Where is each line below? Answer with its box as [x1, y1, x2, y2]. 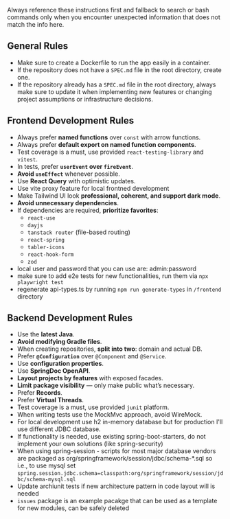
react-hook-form [27, 251, 74, 258]
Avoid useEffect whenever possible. [16, 170, 120, 178]
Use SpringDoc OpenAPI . [16, 367, 91, 375]
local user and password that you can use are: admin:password [16, 264, 197, 273]
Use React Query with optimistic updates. [16, 176, 136, 185]
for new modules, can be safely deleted [16, 504, 129, 512]
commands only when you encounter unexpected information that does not [7, 13, 221, 21]
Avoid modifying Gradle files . [16, 338, 102, 346]
